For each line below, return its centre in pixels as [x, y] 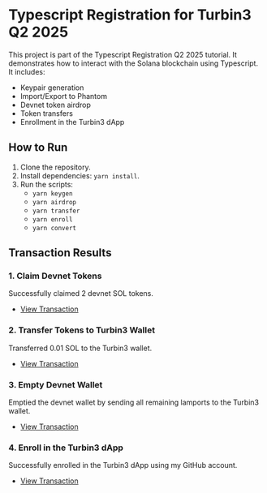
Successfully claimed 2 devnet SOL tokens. [81, 294]
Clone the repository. [55, 167]
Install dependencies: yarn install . [80, 175]
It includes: [27, 71]
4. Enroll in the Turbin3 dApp [66, 448]
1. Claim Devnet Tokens [55, 276]
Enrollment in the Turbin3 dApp [72, 122]
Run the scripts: [46, 184]
